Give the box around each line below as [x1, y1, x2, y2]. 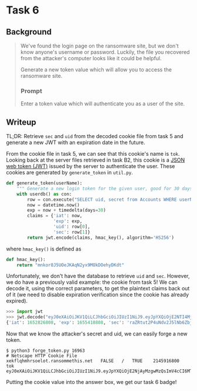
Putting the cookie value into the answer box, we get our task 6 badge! [6, 379, 177, 386]
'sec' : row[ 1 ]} [53, 229, 91, 235]
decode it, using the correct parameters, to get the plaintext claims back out [6, 285, 190, 292]
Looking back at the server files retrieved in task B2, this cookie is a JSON [6, 156, 185, 164]
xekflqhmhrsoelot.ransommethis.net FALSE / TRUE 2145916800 [6, 358, 180, 364]
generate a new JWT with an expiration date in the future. [6, 139, 145, 146]
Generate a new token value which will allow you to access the [20, 66, 172, 73]
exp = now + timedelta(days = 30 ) [27, 207, 107, 214]
